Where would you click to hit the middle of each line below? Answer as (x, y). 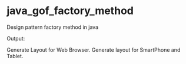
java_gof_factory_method (70, 11)
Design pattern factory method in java (53, 27)
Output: (16, 38)
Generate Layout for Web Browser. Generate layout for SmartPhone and (94, 50)
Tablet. (15, 56)
